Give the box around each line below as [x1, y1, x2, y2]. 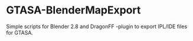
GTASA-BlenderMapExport [6, 4, 141, 17]
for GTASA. [6, 29, 34, 36]
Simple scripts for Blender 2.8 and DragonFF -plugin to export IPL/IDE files [6, 23, 188, 30]
